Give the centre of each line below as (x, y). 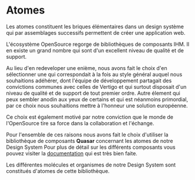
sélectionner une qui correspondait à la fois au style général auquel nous (94, 74)
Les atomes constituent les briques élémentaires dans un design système (95, 26)
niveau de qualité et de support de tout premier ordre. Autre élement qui (93, 93)
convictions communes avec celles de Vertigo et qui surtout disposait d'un (96, 86)
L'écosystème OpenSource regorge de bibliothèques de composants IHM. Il (98, 44)
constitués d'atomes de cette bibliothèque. (58, 171)
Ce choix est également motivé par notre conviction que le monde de (90, 117)
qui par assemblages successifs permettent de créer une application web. (96, 32)
